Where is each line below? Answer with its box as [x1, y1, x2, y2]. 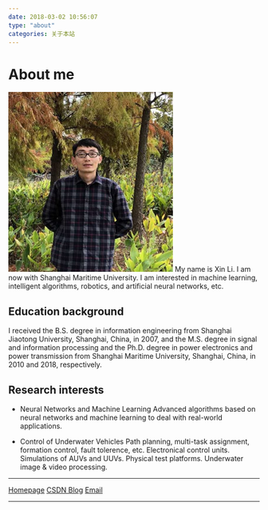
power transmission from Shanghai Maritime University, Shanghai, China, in [8, 352, 257, 361]
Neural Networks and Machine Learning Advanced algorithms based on [19, 404, 256, 413]
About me [8, 65, 75, 83]
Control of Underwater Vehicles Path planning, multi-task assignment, [19, 436, 250, 446]
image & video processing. [19, 462, 108, 472]
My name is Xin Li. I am [174, 265, 251, 274]
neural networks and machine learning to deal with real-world [19, 412, 223, 422]
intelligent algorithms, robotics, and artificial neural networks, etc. [8, 281, 224, 291]
